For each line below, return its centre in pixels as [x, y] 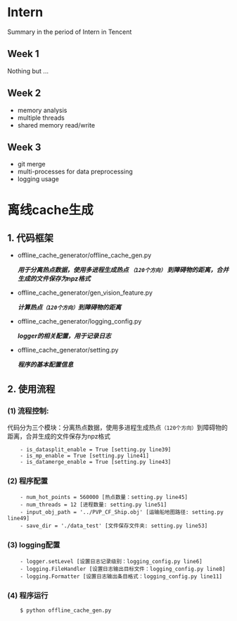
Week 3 [24, 147]
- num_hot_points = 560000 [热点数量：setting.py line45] [104, 498]
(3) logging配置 [34, 545]
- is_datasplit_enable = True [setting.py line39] [96, 450]
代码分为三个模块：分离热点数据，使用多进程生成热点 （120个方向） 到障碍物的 [117, 428]
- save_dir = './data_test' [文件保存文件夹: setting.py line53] [114, 526]
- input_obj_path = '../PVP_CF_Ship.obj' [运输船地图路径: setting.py [122, 512]
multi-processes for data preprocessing [75, 172]
